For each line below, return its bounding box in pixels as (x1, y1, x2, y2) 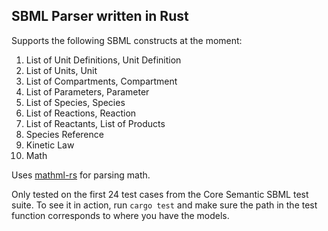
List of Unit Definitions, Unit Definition (25, 54, 182, 66)
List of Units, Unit (25, 64, 98, 76)
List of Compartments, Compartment (25, 75, 178, 87)
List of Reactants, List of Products (25, 117, 166, 129)
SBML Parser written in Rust (11, 8, 189, 25)
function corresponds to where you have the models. (11, 209, 230, 221)
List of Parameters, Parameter (25, 85, 150, 98)
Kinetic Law (25, 139, 75, 151)
